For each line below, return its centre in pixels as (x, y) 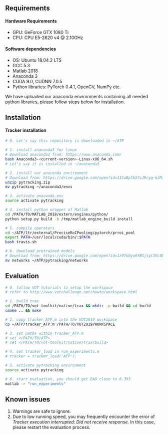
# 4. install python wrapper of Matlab (47, 210)
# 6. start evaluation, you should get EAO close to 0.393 (68, 379)
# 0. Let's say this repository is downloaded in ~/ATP (64, 141)
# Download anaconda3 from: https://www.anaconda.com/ (63, 155)
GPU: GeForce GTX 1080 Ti (40, 32)
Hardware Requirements (31, 21)
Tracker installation (26, 130)
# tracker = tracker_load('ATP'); (41, 356)
